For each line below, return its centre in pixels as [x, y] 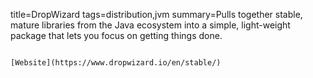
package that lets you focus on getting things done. [116, 35]
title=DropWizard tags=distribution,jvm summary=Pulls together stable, [156, 14]
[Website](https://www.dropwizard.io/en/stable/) [116, 63]
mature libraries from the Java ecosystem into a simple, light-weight [150, 25]
